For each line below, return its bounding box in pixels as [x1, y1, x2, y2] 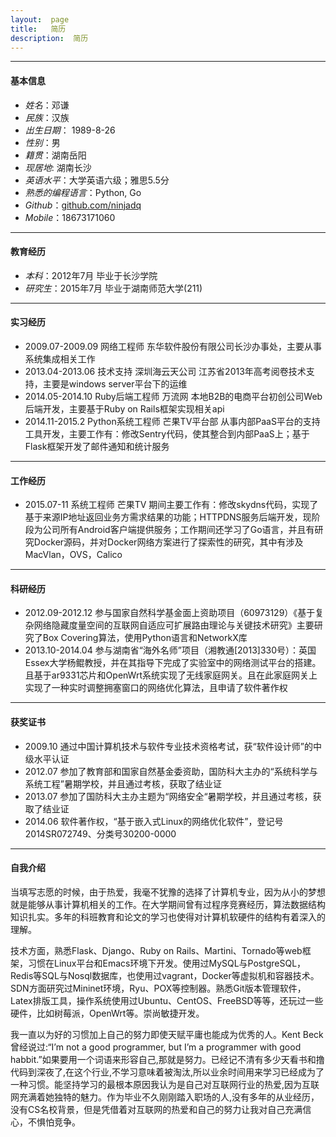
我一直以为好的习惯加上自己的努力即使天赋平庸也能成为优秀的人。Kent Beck [10, 1028, 324, 1040]
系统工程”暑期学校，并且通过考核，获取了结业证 [24, 777, 222, 790]
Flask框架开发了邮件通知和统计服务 [24, 440, 170, 452]
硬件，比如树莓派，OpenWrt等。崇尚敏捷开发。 [10, 1007, 205, 1019]
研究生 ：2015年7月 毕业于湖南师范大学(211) [24, 282, 203, 294]
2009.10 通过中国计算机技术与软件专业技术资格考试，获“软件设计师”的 [24, 740, 313, 752]
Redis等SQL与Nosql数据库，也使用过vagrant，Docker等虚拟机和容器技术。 [10, 969, 320, 981]
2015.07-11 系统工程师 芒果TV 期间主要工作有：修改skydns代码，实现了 [24, 499, 319, 511]
